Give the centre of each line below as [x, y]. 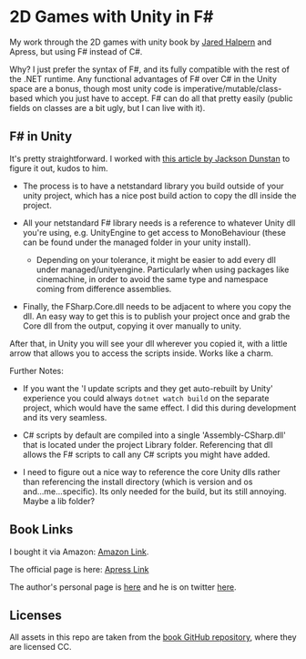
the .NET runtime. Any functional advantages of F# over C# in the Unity [143, 78]
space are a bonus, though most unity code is [96, 88]
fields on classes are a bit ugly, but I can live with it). [107, 107]
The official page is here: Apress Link [79, 569]
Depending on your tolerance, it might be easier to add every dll [156, 259]
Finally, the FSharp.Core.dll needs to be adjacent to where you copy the [157, 306]
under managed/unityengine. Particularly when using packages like [163, 269]
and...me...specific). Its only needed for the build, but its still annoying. [154, 491]
